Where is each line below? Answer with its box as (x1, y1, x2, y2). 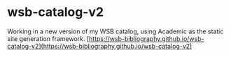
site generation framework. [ (7, 34, 90, 42)
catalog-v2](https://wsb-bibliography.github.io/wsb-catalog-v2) (7, 42, 192, 50)
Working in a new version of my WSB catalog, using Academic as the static (7, 27, 224, 35)
